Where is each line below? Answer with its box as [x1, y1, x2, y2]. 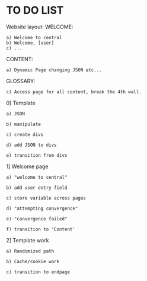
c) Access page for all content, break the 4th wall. [6, 89, 142, 95]
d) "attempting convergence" [6, 206, 78, 211]
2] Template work [6, 236, 49, 244]
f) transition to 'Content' [6, 226, 76, 232]
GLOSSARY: [6, 77, 36, 84]
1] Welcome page [6, 163, 49, 170]
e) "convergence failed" [6, 216, 68, 222]
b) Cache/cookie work [6, 258, 60, 264]
